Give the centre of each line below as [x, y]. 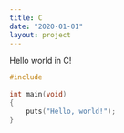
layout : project [40, 35]
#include [26, 77]
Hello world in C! [41, 61]
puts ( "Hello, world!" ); [71, 111]
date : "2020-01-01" [46, 26]
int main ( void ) [38, 95]
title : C [26, 18]
